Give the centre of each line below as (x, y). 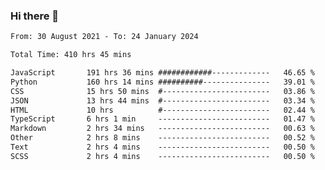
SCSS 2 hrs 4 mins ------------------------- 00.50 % (162, 156)
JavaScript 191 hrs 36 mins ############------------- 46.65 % (162, 73)
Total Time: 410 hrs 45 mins (71, 55)
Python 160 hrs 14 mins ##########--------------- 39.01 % (162, 82)
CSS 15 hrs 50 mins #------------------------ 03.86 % (162, 91)
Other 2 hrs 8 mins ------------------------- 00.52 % (162, 138)
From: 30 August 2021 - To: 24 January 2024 (104, 37)
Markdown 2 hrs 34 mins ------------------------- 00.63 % (162, 129)
